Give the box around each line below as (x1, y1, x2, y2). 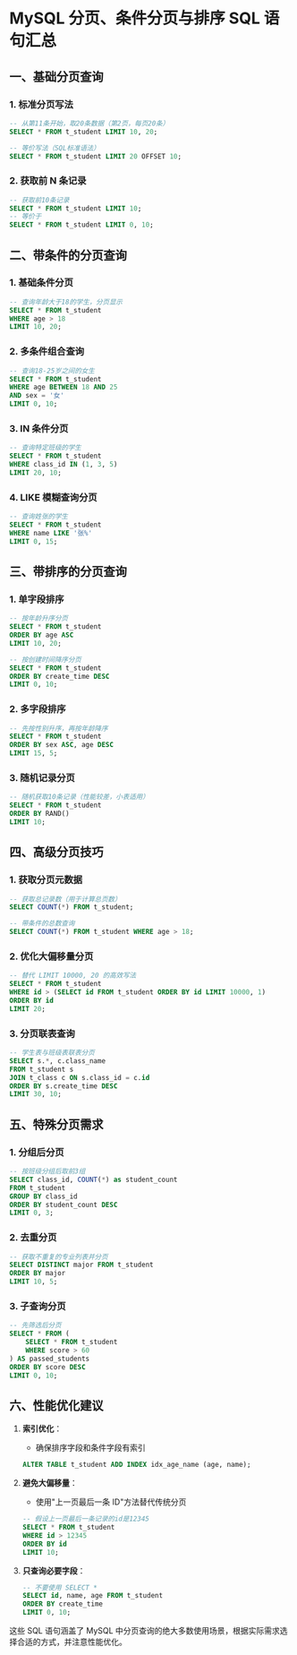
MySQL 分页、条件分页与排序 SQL (9, 8, 261, 29)
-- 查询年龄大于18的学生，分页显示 (9, 297, 123, 306)
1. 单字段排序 (9, 593, 64, 605)
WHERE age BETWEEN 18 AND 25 (9, 382, 118, 392)
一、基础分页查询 (9, 69, 104, 84)
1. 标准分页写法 (9, 98, 74, 110)
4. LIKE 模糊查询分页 (9, 491, 98, 503)
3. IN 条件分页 (9, 422, 69, 434)
